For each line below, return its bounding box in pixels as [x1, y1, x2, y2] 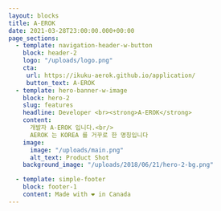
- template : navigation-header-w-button [15, 42, 153, 50]
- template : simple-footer [15, 176, 106, 184]
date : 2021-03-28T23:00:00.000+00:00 [8, 26, 135, 34]
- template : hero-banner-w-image [15, 86, 128, 95]
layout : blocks [8, 11, 59, 20]
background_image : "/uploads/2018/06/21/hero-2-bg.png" [23, 161, 215, 169]
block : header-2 [23, 49, 78, 57]
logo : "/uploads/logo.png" [23, 57, 113, 65]
